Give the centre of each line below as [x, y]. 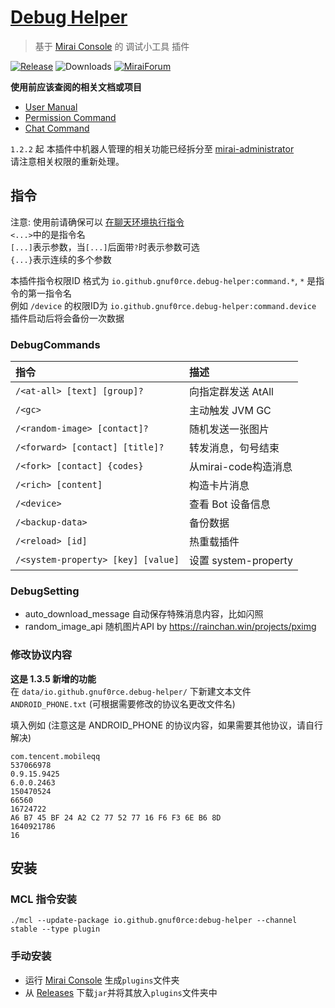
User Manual [51, 107]
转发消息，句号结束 [234, 448]
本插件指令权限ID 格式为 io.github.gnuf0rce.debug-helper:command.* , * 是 [163, 280]
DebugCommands [55, 344]
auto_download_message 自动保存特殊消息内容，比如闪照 [144, 614]
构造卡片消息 [219, 486]
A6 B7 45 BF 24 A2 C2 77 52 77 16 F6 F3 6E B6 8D [116, 817]
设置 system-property [240, 561]
